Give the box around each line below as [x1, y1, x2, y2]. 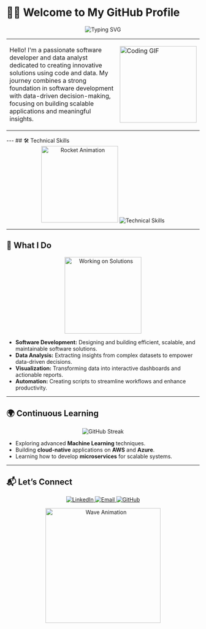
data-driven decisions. [15, 358, 72, 365]
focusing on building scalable [9, 99, 94, 108]
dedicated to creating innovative [9, 61, 102, 69]
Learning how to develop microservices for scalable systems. [15, 453, 173, 460]
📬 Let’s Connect [6, 476, 72, 487]
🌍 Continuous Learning [6, 409, 99, 419]
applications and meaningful [9, 107, 91, 115]
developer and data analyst [9, 53, 88, 62]
